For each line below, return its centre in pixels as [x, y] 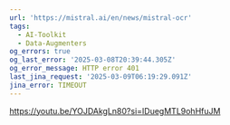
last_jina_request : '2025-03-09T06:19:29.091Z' [101, 77]
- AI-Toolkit [42, 34]
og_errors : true [40, 52]
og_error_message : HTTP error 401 [75, 69]
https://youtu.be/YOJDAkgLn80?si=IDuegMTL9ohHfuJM [115, 111]
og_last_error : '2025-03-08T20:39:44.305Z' [93, 60]
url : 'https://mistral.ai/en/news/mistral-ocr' [101, 18]
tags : [19, 26]
